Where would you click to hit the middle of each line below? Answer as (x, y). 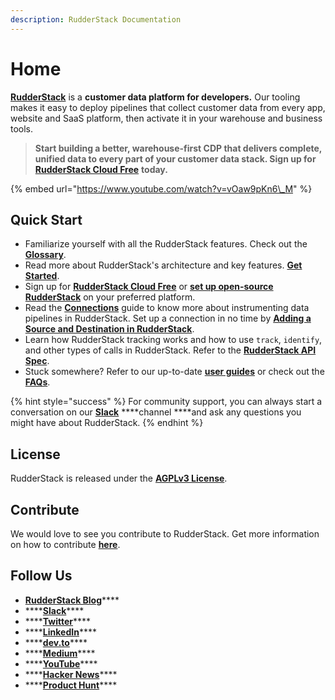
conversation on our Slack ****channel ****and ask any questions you (156, 412)
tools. (22, 128)
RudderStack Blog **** (72, 600)
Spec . (37, 361)
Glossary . (45, 255)
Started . (42, 276)
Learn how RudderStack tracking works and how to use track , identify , (173, 340)
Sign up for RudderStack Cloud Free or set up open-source (149, 287)
